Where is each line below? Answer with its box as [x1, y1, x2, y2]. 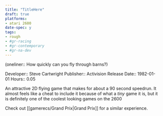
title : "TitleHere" [5, 7, 45, 12]
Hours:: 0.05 [10, 76, 36, 82]
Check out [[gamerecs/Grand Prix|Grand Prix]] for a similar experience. [5, 105, 148, 111]
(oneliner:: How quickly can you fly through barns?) [5, 61, 108, 67]
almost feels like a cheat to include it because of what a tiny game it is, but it [5, 91, 158, 97]
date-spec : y [5, 25, 32, 30]
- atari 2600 [5, 20, 32, 26]
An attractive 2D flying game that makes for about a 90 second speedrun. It [5, 85, 157, 91]
